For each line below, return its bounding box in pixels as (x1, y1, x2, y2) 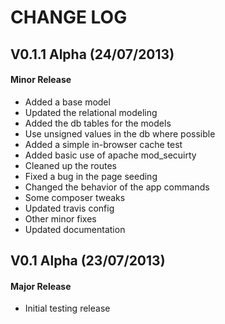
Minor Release (10, 74, 72, 86)
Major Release (10, 280, 72, 292)
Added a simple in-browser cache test (24, 138, 183, 150)
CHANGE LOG (10, 6, 128, 29)
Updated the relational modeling (24, 106, 158, 118)
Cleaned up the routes (24, 159, 117, 171)
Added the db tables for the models (24, 117, 172, 129)
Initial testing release (24, 302, 111, 315)
